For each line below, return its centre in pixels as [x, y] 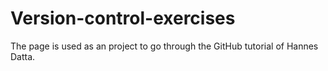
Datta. [23, 56]
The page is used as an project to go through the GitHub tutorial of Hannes [164, 46]
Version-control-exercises [123, 18]
